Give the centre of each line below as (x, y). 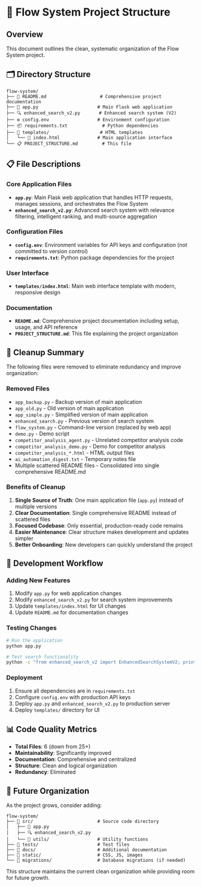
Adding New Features (38, 581)
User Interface (28, 273)
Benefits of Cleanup (36, 487)
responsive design (38, 292)
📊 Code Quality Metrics (52, 729)
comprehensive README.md (50, 471)
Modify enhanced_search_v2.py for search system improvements (94, 600)
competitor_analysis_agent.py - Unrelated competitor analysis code (99, 440)
